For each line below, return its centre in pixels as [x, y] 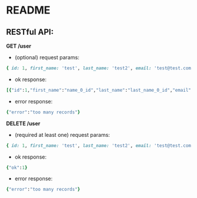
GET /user [19, 46]
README [28, 10]
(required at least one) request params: [62, 135]
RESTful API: [30, 32]
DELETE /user [23, 123]
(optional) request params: [47, 57]
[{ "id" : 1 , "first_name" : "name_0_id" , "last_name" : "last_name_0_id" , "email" [99, 90]
